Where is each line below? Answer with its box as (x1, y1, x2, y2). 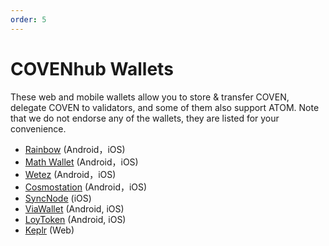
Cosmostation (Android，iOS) (24, 181, 148, 193)
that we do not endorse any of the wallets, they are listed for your (10, 112, 280, 124)
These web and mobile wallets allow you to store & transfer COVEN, (10, 91, 290, 103)
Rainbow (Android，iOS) (24, 143, 126, 155)
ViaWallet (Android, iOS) (24, 202, 125, 215)
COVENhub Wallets (10, 57, 174, 80)
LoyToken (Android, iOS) (24, 213, 127, 225)
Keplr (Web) (24, 224, 75, 236)
